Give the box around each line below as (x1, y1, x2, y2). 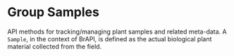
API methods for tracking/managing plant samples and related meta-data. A (7, 27, 227, 36)
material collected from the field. (7, 42, 102, 50)
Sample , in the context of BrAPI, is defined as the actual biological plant (7, 34, 212, 43)
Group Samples (7, 4, 100, 20)
